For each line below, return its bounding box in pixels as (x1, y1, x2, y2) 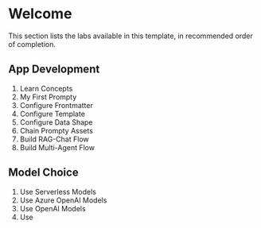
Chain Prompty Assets (19, 126, 94, 135)
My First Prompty (19, 92, 77, 102)
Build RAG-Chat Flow (19, 134, 89, 144)
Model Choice (8, 166, 79, 180)
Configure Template (19, 109, 86, 118)
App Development (8, 63, 100, 76)
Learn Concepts (19, 83, 73, 93)
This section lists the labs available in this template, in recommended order (8, 31, 253, 41)
